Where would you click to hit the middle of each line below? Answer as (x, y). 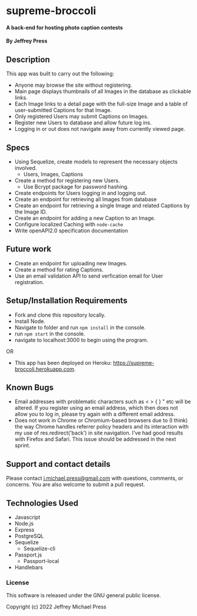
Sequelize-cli (39, 549)
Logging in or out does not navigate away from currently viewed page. (100, 129)
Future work (29, 249)
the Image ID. (31, 212)
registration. (29, 282)
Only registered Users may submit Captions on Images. (81, 117)
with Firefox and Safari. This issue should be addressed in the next (95, 439)
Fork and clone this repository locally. (60, 315)
